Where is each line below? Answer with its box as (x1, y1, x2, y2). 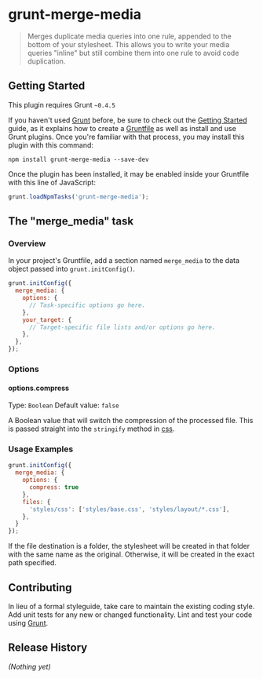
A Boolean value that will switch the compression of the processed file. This (8, 416, 254, 425)
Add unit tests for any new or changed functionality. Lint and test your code (8, 610, 253, 619)
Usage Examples (8, 444, 74, 454)
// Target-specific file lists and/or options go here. (28, 323, 216, 331)
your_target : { (22, 316, 72, 323)
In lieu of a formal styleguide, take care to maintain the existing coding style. (8, 602, 255, 611)
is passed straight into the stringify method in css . (8, 424, 175, 433)
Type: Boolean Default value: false (8, 400, 119, 410)
